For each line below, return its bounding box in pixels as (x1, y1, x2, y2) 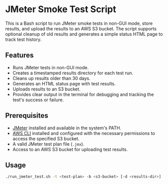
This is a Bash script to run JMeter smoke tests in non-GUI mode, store (5, 20, 153, 26)
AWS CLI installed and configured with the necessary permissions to (12, 130, 155, 136)
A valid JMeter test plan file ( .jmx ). (12, 141, 85, 147)
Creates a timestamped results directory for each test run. (12, 70, 134, 76)
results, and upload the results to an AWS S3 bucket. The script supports (5, 25, 157, 31)
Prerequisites (5, 111, 48, 120)
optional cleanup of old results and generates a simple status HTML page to (5, 31, 163, 37)
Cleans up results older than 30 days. (12, 75, 91, 81)
